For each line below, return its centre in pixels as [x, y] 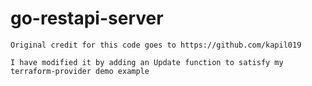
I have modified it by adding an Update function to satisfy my [147, 62]
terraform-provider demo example [80, 71]
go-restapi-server [87, 18]
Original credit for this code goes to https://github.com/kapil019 [156, 45]
